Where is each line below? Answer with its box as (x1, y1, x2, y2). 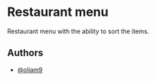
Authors (7, 47, 44, 59)
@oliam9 (17, 65, 43, 73)
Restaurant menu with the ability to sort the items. (7, 27, 150, 35)
